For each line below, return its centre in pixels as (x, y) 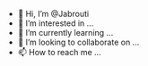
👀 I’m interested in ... (56, 23)
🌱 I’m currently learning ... (65, 33)
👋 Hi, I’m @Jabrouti (53, 14)
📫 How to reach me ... (59, 52)
